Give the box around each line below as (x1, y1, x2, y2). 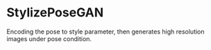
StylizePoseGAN (6, 5, 104, 21)
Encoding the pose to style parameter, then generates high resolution (6, 27, 205, 36)
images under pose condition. (6, 34, 92, 42)
